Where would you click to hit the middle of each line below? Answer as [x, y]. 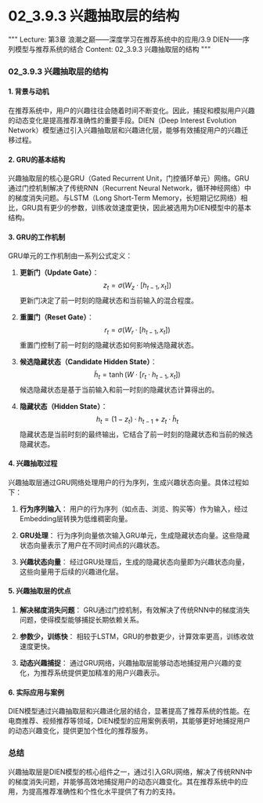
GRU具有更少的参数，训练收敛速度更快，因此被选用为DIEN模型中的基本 [137, 208]
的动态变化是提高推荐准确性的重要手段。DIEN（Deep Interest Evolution [122, 120]
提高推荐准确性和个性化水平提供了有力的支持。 [104, 791]
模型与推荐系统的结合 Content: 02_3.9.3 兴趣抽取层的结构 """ [113, 49]
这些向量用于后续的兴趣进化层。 [71, 571]
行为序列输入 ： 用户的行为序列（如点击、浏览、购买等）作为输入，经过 [133, 509]
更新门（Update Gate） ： [59, 272]
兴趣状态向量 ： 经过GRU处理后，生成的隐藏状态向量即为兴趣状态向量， [134, 561]
